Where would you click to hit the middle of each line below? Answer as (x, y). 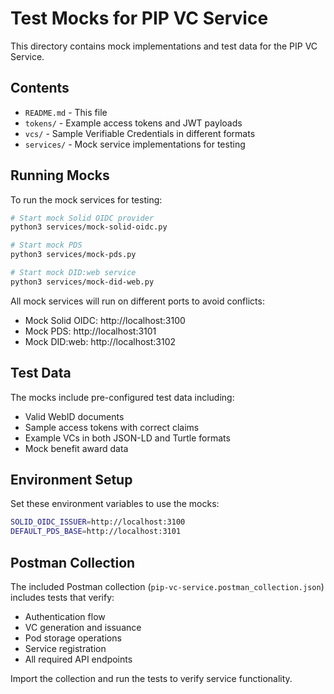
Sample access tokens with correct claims (112, 427)
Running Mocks (60, 175)
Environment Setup (71, 480)
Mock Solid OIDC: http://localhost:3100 (105, 320)
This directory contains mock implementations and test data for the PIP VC (164, 46)
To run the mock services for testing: (86, 199)
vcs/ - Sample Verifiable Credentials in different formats (140, 133)
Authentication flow (65, 616)
